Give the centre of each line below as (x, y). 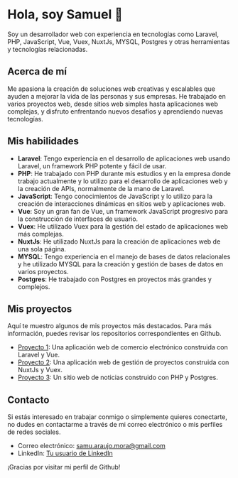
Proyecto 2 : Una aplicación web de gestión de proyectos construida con (123, 362)
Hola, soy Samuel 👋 (65, 15)
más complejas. (40, 234)
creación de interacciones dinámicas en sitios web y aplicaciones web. (121, 203)
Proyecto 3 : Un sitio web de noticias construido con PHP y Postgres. (118, 377)
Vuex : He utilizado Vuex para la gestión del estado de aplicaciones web (123, 226)
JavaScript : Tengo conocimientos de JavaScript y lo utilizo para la (115, 196)
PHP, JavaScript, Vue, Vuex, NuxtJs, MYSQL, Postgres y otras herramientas (119, 41)
